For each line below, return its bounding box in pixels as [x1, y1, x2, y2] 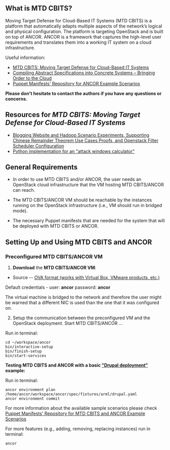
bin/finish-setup [5, 349, 42, 354]
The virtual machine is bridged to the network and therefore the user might [5, 294, 162, 301]
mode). [12, 208, 28, 214]
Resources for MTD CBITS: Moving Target [5, 110, 141, 119]
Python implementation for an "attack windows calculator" [12, 148, 135, 154]
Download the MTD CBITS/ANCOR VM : [12, 264, 96, 271]
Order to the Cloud [12, 75, 52, 81]
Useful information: [5, 54, 46, 61]
